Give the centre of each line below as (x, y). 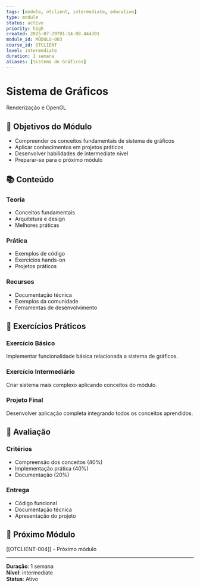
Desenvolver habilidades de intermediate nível (71, 153)
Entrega (18, 490)
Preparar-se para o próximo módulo (59, 160)
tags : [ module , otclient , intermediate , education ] (71, 12)
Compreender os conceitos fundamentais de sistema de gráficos (94, 141)
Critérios (19, 449)
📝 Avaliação (28, 432)
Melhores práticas (37, 225)
